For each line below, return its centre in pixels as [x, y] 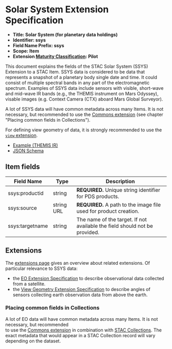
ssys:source [23, 208]
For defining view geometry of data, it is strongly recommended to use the [84, 130]
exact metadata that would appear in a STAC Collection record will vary [80, 335]
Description [120, 181]
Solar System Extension [57, 9]
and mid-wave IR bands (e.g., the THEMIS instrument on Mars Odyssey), [82, 93]
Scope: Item [26, 51]
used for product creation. [108, 211]
